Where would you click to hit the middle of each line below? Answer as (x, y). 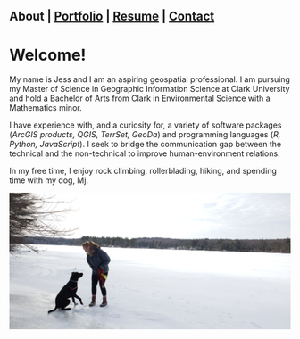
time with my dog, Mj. (49, 180)
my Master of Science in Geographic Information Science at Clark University (150, 89)
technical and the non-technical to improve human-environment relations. (145, 153)
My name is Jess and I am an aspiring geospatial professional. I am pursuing (150, 79)
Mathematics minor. (46, 108)
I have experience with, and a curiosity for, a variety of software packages (146, 125)
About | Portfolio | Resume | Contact (112, 17)
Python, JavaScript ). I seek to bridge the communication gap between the (146, 145)
